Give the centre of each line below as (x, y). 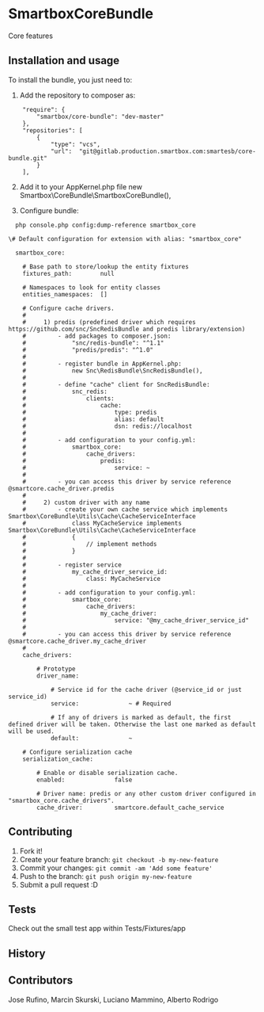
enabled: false (85, 780)
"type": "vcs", (75, 144)
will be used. (32, 731)
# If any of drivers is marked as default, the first (141, 717)
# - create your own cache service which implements (125, 509)
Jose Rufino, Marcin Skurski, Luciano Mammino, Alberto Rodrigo (113, 999)
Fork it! (31, 851)
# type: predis (90, 412)
